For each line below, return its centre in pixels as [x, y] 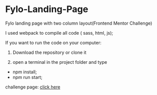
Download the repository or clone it [49, 52]
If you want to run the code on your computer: [53, 42]
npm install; [25, 72]
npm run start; [27, 77]
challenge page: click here [33, 87]
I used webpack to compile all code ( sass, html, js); [59, 33]
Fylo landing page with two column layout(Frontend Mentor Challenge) [79, 23]
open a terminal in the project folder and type [60, 62]
